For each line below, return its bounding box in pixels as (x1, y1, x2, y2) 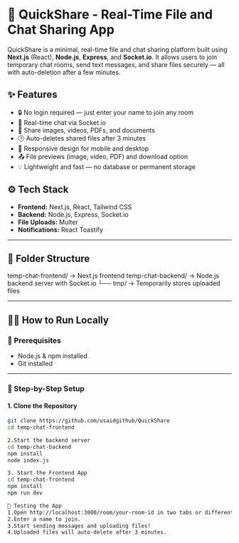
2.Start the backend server (7, 437, 91, 444)
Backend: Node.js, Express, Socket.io (17, 210, 129, 218)
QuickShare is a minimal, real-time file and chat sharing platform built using (7, 45, 228, 54)
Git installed (17, 360, 53, 368)
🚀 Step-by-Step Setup (7, 383, 85, 393)
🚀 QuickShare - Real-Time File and (7, 6, 213, 23)
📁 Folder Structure (7, 253, 90, 265)
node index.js (7, 457, 50, 464)
